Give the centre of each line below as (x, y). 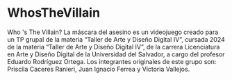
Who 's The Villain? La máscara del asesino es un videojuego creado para (113, 32)
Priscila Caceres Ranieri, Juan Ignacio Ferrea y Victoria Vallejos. (99, 69)
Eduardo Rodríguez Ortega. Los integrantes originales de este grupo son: (112, 61)
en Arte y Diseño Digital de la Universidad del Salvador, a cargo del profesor (116, 54)
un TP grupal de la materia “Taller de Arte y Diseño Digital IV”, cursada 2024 (116, 39)
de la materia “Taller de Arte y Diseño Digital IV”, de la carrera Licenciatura (114, 47)
